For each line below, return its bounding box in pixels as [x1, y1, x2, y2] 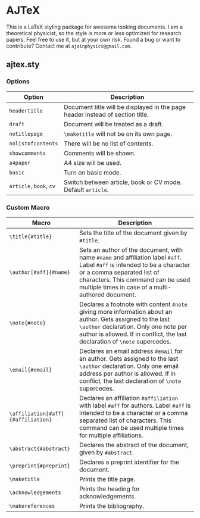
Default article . [63, 185, 109, 194]
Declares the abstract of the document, [79, 441, 189, 449]
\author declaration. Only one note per [79, 322, 187, 330]
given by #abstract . [79, 448, 134, 456]
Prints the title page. [79, 475, 136, 483]
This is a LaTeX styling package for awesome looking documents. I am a [6, 23, 183, 30]
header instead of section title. [63, 110, 149, 118]
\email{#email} [9, 366, 52, 373]
